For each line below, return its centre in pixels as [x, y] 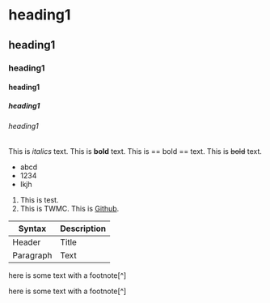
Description [83, 228]
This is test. [39, 199]
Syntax [32, 228]
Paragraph [32, 255]
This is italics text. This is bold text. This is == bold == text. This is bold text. [135, 151]
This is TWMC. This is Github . [70, 208]
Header [27, 242]
